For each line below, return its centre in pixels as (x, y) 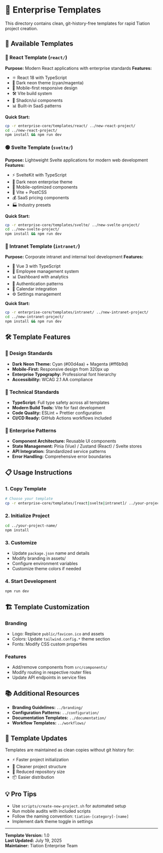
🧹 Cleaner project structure (39, 766)
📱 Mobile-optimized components (45, 187)
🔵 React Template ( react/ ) (36, 58)
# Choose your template (29, 499)
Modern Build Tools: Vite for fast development (59, 408)
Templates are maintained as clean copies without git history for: (70, 750)
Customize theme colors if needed (47, 569)
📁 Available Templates (39, 44)
